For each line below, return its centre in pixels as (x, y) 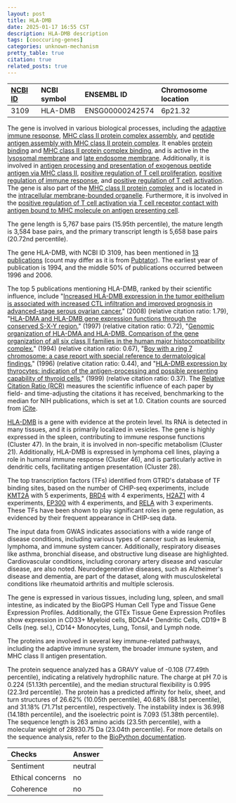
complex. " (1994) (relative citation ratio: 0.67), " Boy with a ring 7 (100, 348)
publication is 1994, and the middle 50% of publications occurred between (115, 267)
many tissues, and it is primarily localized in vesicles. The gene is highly (111, 429)
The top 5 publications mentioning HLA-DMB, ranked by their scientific (110, 289)
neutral (84, 766)
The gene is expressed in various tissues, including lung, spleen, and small (116, 597)
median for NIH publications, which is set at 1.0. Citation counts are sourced (117, 400)
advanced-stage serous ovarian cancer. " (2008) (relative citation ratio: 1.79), (118, 311)
